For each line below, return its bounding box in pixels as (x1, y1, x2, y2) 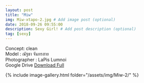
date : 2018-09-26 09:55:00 (5, 22, 63, 27)
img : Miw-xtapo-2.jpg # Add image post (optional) (5, 17, 116, 22)
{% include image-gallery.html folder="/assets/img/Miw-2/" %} (5, 72, 139, 78)
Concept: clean (5, 46, 37, 51)
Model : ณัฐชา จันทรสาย (5, 51, 49, 57)
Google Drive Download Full (5, 62, 65, 68)
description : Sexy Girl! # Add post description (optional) (5, 27, 137, 32)
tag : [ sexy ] (5, 31, 31, 36)
